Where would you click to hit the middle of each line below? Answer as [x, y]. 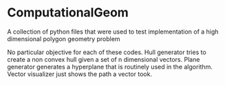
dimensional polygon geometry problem [64, 38]
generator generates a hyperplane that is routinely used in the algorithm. [110, 66]
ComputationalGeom [68, 13]
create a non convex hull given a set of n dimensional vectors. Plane [104, 59]
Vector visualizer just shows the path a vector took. [80, 74]
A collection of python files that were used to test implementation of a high [113, 32]
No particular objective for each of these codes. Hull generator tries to [107, 52]
